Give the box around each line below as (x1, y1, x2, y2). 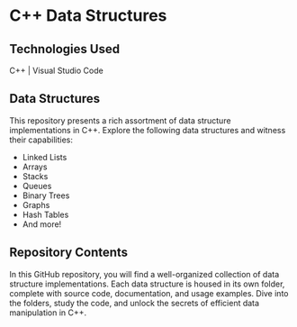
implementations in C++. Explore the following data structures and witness (9, 124, 286, 135)
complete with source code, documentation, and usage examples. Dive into (9, 287, 289, 298)
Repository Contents (9, 245, 129, 260)
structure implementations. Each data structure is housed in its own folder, (9, 278, 285, 289)
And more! (22, 218, 62, 230)
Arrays (22, 161, 48, 172)
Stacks (22, 170, 49, 181)
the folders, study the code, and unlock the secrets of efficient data (9, 297, 259, 308)
